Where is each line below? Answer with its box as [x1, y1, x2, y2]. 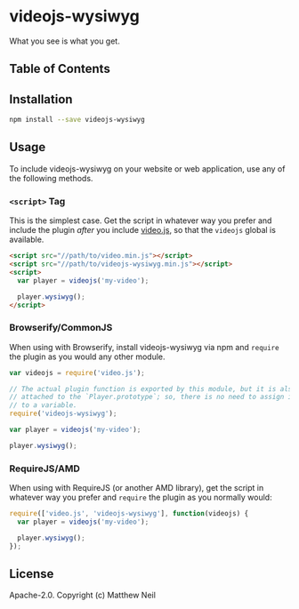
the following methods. [9, 172, 93, 183]
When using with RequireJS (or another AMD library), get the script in [9, 483, 264, 493]
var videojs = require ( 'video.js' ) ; [9, 368, 145, 377]
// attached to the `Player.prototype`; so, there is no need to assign [9, 393, 285, 402]
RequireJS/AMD [9, 462, 80, 475]
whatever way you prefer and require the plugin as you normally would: [9, 492, 273, 503]
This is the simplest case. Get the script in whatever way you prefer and [9, 215, 272, 226]
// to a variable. [9, 401, 77, 410]
